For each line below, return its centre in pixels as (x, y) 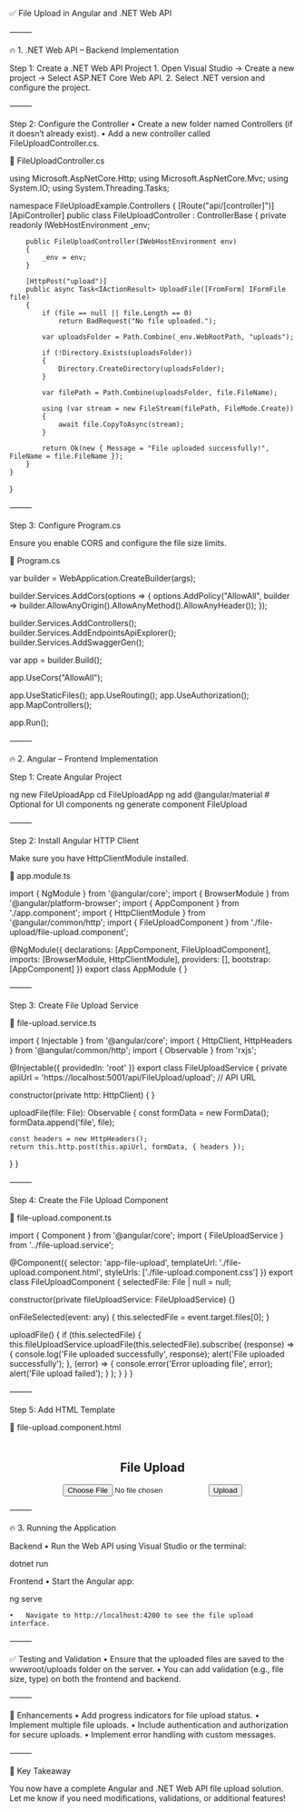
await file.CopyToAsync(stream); (121, 424)
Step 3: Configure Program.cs (65, 525)
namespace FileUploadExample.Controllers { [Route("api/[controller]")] (142, 205)
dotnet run (29, 1564)
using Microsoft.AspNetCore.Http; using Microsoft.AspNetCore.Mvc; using (149, 178)
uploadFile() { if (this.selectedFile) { (76, 1334)
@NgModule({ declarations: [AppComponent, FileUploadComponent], (140, 950)
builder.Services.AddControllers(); (74, 623)
